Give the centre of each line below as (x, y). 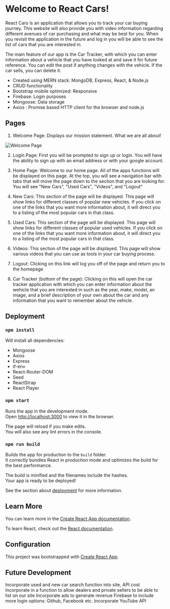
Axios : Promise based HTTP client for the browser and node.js (78, 107)
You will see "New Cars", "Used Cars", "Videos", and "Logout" (78, 186)
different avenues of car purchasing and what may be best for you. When (82, 33)
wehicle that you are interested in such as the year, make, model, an (83, 289)
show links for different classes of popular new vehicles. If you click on (87, 201)
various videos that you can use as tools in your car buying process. (84, 254)
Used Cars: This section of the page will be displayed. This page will (84, 222)
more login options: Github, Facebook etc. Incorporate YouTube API (76, 601)
